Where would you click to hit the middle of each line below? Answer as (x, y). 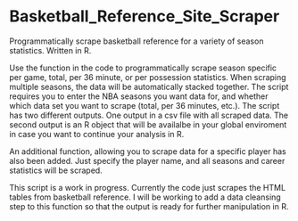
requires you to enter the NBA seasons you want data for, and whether (139, 96)
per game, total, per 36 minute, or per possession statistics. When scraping (148, 77)
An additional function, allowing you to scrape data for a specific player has (148, 151)
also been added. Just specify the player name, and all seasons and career (147, 160)
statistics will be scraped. (56, 170)
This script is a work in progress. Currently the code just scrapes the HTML (148, 187)
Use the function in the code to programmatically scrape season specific (143, 68)
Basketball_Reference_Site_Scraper (145, 16)
